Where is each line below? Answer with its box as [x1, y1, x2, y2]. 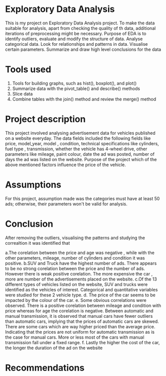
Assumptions [5, 179, 61, 190]
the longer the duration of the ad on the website [5, 345, 103, 351]
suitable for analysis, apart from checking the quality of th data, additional [5, 25, 156, 31]
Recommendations [5, 362, 85, 374]
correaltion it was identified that [5, 240, 70, 246]
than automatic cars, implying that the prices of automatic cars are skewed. [5, 318, 160, 324]
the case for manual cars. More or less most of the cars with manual [5, 334, 145, 340]
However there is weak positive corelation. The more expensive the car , [5, 271, 153, 277]
